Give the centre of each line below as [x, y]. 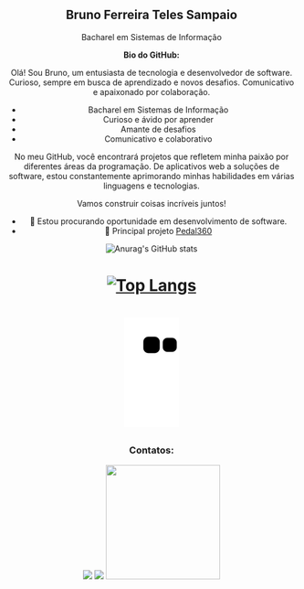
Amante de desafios [158, 129]
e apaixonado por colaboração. [152, 91]
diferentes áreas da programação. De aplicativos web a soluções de [152, 166]
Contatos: [152, 450]
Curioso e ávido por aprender [158, 119]
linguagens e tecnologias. [152, 186]
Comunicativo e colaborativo [158, 139]
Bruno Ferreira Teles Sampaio [152, 15]
